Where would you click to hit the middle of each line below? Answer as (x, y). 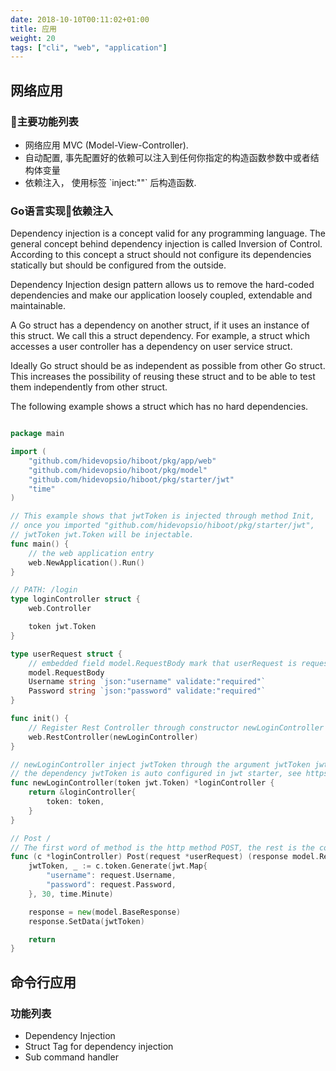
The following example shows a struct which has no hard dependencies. (159, 407)
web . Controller (60, 609)
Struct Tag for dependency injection (99, 1047)
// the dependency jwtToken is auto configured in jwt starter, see (156, 774)
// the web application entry (91, 553)
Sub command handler (71, 1057)
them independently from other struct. (89, 387)
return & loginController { (82, 792)
